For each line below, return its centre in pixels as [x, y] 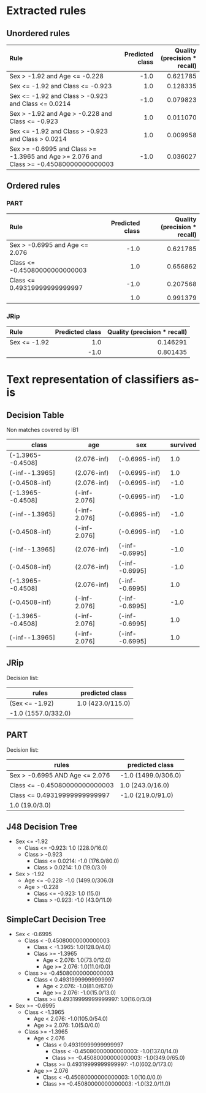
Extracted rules [46, 11]
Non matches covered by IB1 [42, 429]
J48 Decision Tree [42, 827]
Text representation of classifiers [93, 380]
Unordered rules [38, 33]
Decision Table [35, 415]
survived [183, 445]
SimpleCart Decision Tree [56, 919]
